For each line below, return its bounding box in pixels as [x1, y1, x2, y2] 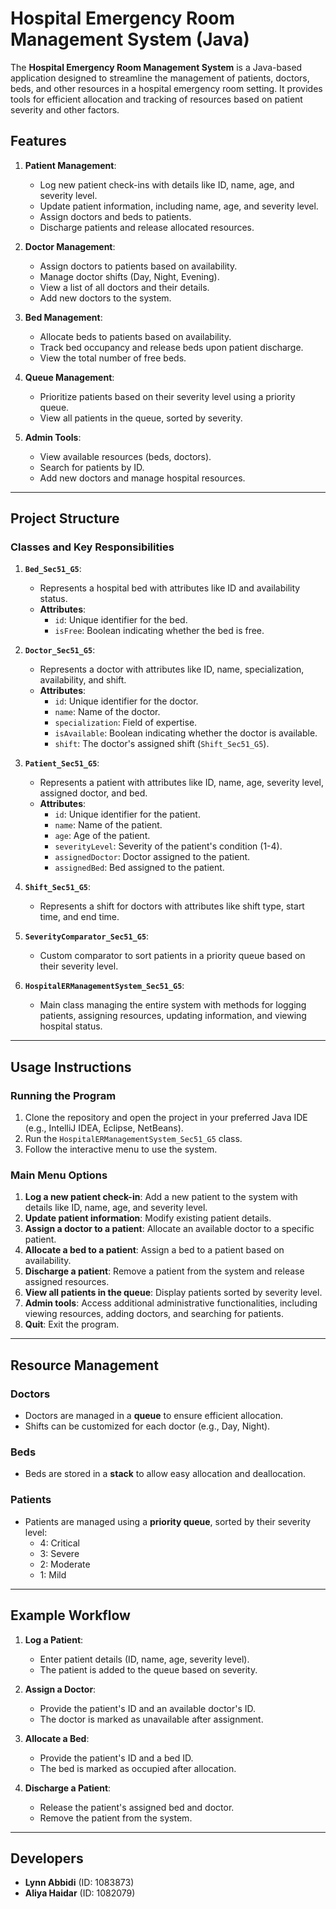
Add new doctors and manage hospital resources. [39, 472, 246, 484]
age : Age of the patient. [54, 830, 151, 842]
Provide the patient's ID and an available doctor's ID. [39, 1702, 257, 1714]
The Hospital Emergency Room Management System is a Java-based [10, 61, 303, 73]
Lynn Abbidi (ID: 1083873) [24, 1877, 135, 1889]
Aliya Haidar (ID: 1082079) [24, 1887, 136, 1899]
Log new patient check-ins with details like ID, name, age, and [39, 178, 295, 191]
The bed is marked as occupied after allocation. [39, 1762, 237, 1774]
